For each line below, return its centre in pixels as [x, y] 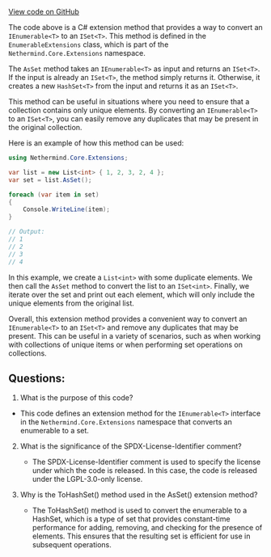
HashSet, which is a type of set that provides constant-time [131, 519]
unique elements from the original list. [72, 303]
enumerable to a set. [54, 431]
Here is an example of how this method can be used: [96, 143]
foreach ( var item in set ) [54, 194]
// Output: [27, 232]
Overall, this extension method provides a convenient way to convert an [128, 319]
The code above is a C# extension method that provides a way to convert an [135, 27]
